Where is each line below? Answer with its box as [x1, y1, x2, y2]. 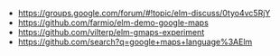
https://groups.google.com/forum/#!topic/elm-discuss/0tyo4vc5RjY [17, 8, 271, 18]
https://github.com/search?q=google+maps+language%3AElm [17, 36, 253, 47]
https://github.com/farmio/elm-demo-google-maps [17, 17, 210, 28]
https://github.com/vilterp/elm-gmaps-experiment [17, 27, 205, 37]
